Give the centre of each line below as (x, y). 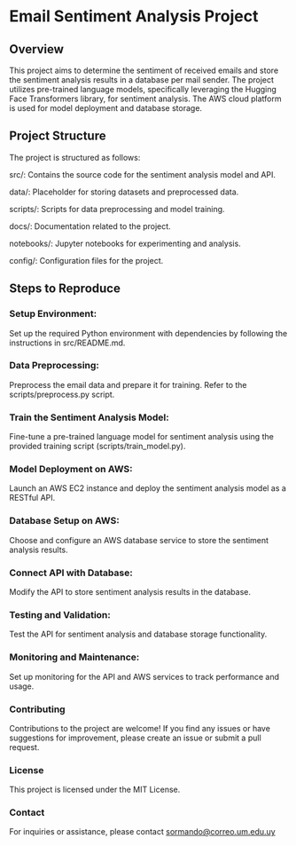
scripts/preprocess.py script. (62, 394)
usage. (22, 686)
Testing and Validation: (60, 614)
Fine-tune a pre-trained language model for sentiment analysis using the (142, 437)
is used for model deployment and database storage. (105, 108)
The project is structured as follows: (75, 157)
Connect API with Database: (71, 573)
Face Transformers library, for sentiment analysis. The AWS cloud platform (145, 99)
